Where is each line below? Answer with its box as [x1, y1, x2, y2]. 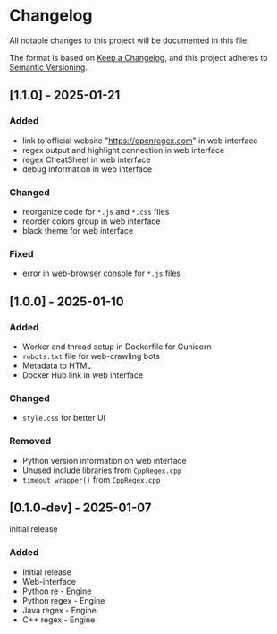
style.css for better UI [21, 413, 105, 424]
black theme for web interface [21, 225, 134, 236]
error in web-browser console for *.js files [21, 268, 181, 278]
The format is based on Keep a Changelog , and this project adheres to [9, 52, 268, 63]
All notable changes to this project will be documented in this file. [9, 35, 250, 46]
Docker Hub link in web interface [21, 369, 144, 381]
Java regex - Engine [21, 604, 97, 615]
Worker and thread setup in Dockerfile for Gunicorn [21, 341, 212, 352]
